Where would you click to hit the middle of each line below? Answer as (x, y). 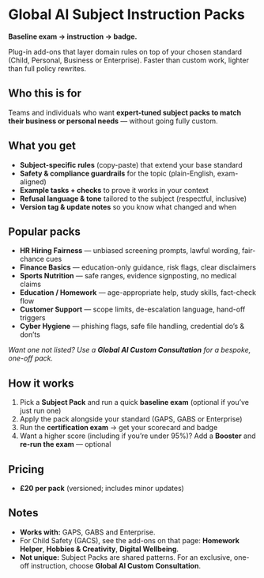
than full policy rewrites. (47, 68)
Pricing (26, 469)
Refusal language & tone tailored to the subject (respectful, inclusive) (133, 198)
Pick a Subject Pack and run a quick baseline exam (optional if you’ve (134, 402)
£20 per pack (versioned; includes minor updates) (102, 488)
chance (32, 259)
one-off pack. (31, 358)
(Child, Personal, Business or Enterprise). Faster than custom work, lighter (128, 60)
